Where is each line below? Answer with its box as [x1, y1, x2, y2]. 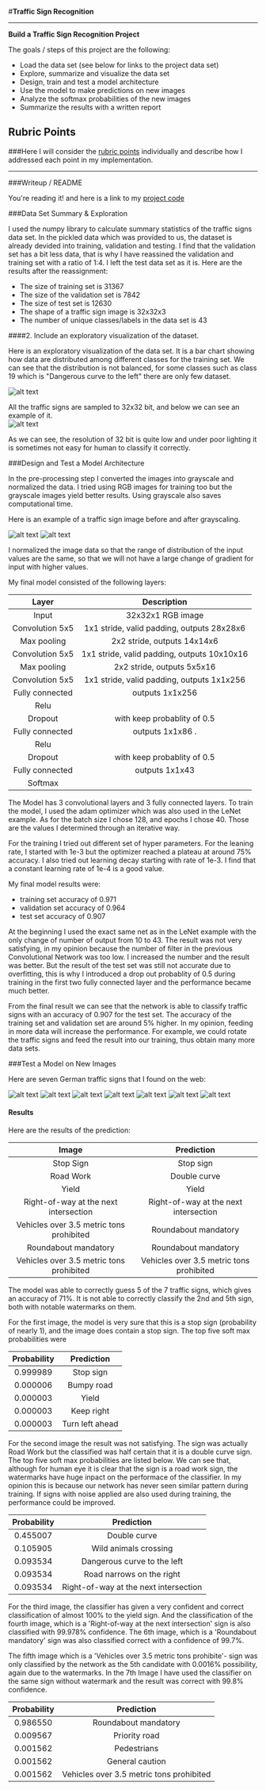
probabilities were [8, 1334, 67, 1344]
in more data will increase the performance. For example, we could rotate [8, 1026, 248, 1036]
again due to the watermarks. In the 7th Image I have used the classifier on [8, 1668, 252, 1678]
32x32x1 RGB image [125, 609, 204, 620]
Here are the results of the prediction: [8, 1125, 131, 1135]
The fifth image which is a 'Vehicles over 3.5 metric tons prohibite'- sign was [8, 1651, 258, 1661]
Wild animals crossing [91, 1543, 173, 1554]
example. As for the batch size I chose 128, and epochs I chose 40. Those [8, 814, 249, 824]
